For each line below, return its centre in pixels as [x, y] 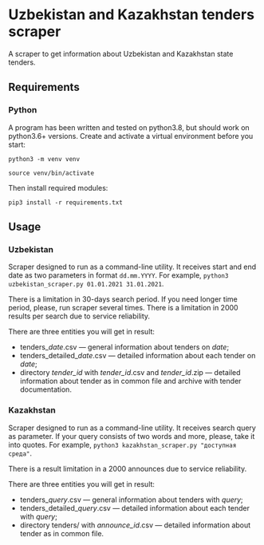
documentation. [45, 389]
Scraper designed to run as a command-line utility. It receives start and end [132, 267]
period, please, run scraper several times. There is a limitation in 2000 [123, 308]
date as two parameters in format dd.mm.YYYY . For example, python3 [118, 275]
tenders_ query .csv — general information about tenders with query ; [131, 500]
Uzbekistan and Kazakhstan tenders [132, 15]
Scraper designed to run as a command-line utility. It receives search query [132, 428]
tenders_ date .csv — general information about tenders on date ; [124, 347]
